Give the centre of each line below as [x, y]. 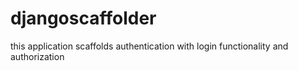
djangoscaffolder [83, 18]
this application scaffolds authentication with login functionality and [149, 46]
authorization [37, 56]
